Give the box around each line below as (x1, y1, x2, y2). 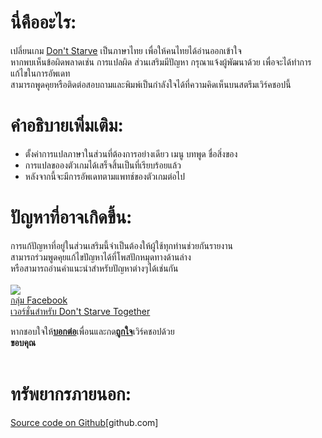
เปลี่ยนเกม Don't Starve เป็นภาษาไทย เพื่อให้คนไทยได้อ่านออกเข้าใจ (10, 44, 242, 56)
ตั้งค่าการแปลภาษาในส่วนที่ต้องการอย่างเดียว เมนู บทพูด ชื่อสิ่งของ (24, 147, 238, 160)
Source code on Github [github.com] (10, 416, 159, 428)
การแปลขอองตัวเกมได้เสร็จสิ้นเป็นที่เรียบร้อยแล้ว (24, 159, 182, 171)
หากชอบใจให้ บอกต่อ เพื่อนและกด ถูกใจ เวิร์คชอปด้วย (10, 325, 175, 337)
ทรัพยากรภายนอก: (10, 383, 132, 405)
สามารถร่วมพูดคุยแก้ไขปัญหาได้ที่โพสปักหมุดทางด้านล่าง (10, 251, 192, 263)
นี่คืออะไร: (10, 11, 77, 34)
